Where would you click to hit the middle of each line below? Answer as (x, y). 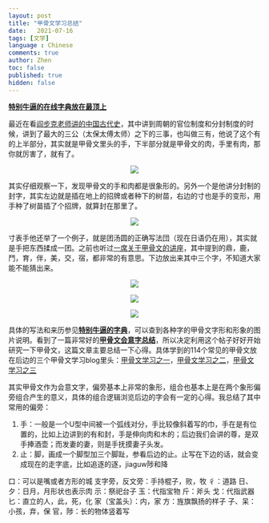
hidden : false (32, 82)
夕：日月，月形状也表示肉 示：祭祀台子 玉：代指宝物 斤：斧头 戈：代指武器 (131, 491)
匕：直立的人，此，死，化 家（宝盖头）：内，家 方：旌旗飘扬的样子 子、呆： (132, 501)
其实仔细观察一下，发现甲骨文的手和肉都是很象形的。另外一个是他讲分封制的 (134, 186)
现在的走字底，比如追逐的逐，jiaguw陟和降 (97, 464)
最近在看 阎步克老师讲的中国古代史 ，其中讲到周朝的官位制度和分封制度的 (127, 123)
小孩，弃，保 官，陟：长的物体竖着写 (69, 511)
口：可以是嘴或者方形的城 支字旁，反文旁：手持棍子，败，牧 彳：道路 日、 (130, 481)
